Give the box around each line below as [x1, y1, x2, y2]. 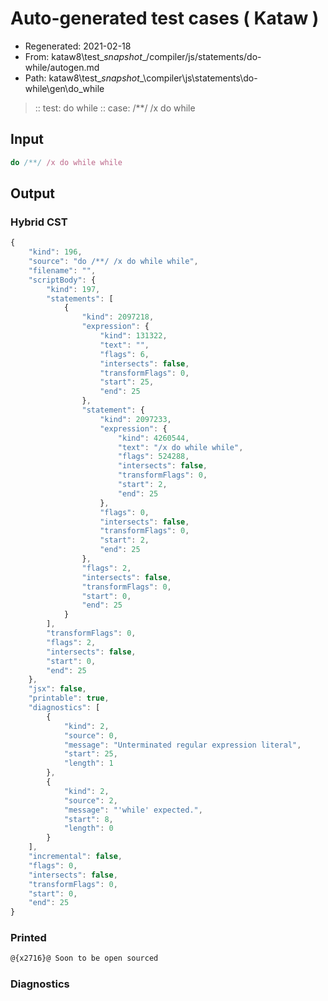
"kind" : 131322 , [99, 331, 168, 341]
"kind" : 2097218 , [81, 312, 155, 322]
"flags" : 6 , [99, 349, 150, 359]
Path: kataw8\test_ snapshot [24, 72, 140, 84]
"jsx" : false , [28, 684, 87, 694]
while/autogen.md [24, 61, 100, 73]
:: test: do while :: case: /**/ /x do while [34, 102, 196, 114]
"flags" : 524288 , [117, 452, 190, 462]
